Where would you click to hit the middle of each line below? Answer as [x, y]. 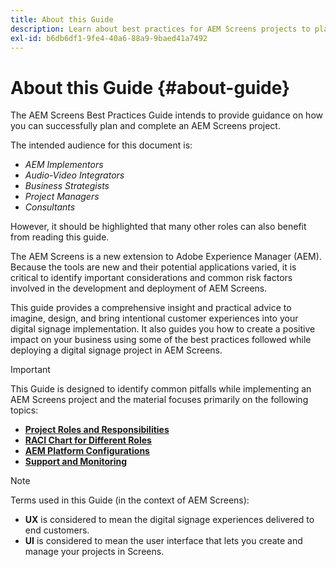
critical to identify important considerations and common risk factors [151, 278]
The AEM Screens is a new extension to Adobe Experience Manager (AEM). [166, 257]
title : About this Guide [62, 19]
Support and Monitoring [76, 462]
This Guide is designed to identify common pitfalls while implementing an [161, 389]
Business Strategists [67, 186]
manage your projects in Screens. [94, 552]
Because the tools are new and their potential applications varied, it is [153, 267]
